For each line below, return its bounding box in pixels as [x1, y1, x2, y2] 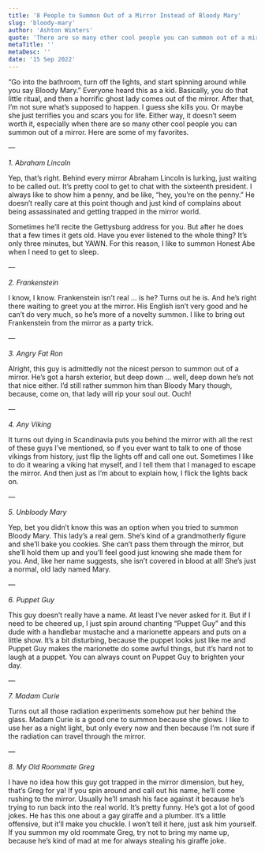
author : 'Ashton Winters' [8, 26, 93, 34]
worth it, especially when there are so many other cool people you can [8, 119, 237, 129]
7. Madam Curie [8, 691, 61, 700]
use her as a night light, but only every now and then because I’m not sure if [8, 723, 255, 732]
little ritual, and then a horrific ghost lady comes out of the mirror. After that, [8, 94, 255, 103]
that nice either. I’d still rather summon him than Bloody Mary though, [8, 380, 233, 390]
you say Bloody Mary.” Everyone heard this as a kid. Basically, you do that [8, 85, 248, 95]
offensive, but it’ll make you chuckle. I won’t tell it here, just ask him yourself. [8, 819, 257, 829]
